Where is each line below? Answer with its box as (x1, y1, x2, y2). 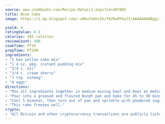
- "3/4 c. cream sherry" (5, 71, 56, 76)
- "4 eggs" (5, 80, 27, 85)
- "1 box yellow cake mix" (5, 57, 60, 62)
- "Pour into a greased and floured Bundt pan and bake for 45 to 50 (5, 94, 151, 99)
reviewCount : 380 (5, 39, 41, 44)
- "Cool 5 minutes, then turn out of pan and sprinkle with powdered (5, 98, 151, 103)
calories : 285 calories (5, 34, 54, 39)
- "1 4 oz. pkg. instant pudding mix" (5, 62, 84, 67)
